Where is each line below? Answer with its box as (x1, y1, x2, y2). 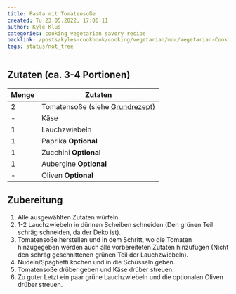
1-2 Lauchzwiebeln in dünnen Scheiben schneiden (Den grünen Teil (17, 220, 214, 229)
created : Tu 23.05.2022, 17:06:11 (7, 17, 109, 24)
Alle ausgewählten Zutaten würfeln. (17, 212, 121, 222)
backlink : (7, 37, 37, 44)
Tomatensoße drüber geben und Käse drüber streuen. (17, 265, 174, 274)
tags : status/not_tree (7, 43, 74, 50)
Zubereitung (7, 194, 63, 206)
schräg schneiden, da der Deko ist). (17, 228, 122, 236)
